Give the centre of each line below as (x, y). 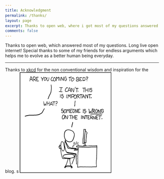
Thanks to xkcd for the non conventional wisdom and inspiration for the (77, 70)
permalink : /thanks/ (26, 15)
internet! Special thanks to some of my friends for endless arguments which (81, 51)
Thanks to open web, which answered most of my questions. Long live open (82, 45)
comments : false (21, 31)
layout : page (18, 20)
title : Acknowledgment (28, 10)
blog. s (12, 171)
